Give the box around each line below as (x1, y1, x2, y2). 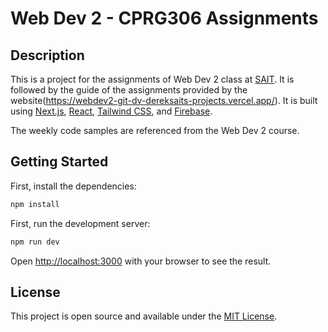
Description (10, 47, 85, 64)
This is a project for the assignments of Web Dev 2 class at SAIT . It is (10, 73, 295, 85)
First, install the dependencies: (10, 180, 137, 192)
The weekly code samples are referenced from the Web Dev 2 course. (10, 125, 300, 136)
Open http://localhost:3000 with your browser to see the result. (10, 255, 272, 267)
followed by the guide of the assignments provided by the (10, 84, 248, 96)
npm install (10, 199, 60, 209)
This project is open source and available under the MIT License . (10, 310, 278, 322)
